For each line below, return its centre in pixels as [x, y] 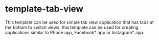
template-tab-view [44, 9]
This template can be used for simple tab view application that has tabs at [79, 22]
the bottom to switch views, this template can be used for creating [72, 27]
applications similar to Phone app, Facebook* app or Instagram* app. [75, 32]
